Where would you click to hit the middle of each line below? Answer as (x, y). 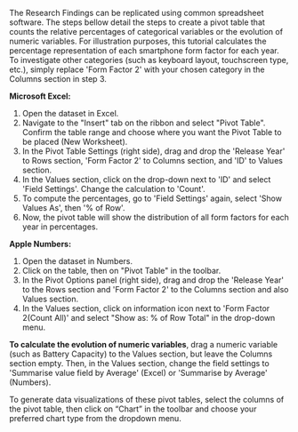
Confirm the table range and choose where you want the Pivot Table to (152, 132)
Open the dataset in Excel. (70, 113)
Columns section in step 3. (58, 79)
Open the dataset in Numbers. (77, 261)
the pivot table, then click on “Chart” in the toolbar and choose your (133, 409)
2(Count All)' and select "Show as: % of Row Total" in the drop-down (149, 318)
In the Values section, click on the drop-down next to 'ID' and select (146, 180)
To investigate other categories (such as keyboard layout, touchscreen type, (149, 60)
